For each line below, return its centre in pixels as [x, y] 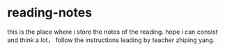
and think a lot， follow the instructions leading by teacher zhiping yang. [111, 40]
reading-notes [50, 13]
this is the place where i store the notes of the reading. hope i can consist [113, 32]
